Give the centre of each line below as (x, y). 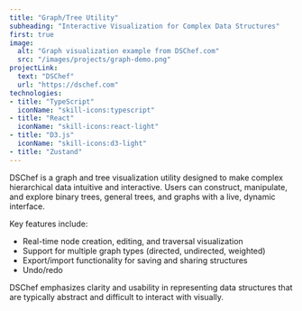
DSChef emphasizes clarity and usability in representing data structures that (151, 287)
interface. (27, 206)
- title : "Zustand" (46, 151)
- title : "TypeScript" (52, 101)
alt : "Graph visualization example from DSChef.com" (119, 51)
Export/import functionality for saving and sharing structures (135, 260)
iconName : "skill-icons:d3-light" (82, 143)
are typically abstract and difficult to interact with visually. (116, 297)
